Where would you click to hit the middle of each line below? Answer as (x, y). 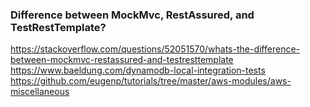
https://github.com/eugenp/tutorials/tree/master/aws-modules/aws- (151, 81)
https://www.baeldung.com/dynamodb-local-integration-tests (138, 70)
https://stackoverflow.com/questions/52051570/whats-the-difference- (155, 49)
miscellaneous (40, 92)
